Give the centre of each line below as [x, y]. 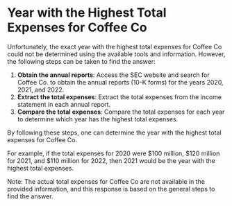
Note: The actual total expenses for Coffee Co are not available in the [106, 181]
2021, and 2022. [41, 89]
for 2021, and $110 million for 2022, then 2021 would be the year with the [111, 160]
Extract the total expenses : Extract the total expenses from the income [119, 97]
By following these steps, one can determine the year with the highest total [114, 132]
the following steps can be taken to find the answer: [81, 61]
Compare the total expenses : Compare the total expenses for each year [121, 112]
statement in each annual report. [64, 104]
